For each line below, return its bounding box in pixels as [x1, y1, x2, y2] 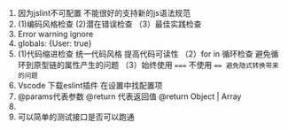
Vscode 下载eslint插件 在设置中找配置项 [17, 80, 163, 90]
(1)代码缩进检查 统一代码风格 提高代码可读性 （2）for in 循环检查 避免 [17, 49, 271, 59]
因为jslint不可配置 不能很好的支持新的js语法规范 [17, 8, 191, 18]
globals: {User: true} [17, 38, 92, 49]
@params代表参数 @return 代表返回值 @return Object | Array [17, 91, 242, 102]
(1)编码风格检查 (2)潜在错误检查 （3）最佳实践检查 [17, 19, 202, 29]
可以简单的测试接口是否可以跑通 [17, 111, 135, 122]
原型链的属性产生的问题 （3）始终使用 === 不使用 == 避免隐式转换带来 [33, 60, 279, 70]
